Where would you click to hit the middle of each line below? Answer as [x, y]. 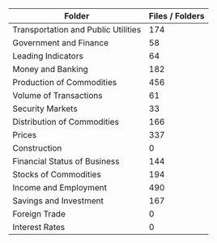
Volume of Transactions [57, 95]
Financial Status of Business [66, 161]
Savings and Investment [58, 200]
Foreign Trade [39, 214]
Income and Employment [60, 188]
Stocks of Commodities [57, 175]
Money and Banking [51, 69]
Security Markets [45, 109]
